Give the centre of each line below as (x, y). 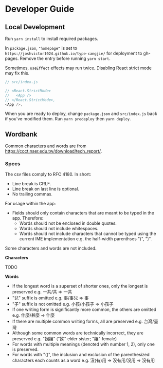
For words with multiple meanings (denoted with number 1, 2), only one (83, 344)
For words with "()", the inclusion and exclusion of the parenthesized (81, 355)
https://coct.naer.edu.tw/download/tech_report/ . (54, 151)
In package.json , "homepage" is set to (41, 48)
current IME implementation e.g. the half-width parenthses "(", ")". (86, 239)
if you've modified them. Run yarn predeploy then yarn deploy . (68, 119)
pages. (12, 58)
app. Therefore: (28, 218)
